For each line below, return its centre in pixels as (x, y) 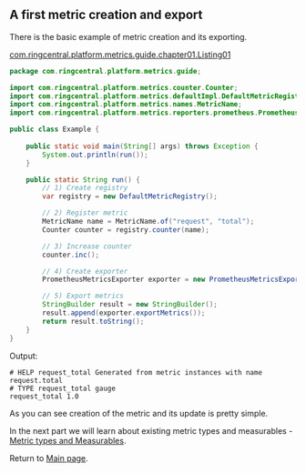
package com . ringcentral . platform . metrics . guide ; (106, 71)
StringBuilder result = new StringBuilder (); (130, 305)
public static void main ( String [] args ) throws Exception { (142, 146)
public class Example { (55, 130)
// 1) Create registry (85, 188)
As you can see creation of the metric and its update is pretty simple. (139, 413)
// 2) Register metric (85, 213)
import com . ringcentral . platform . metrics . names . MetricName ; (126, 105)
